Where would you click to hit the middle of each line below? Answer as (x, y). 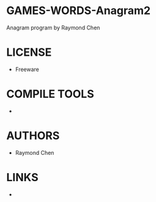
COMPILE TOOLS (50, 94)
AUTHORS (33, 136)
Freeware (27, 69)
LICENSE (29, 52)
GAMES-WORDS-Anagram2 (79, 11)
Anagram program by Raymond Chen (53, 28)
